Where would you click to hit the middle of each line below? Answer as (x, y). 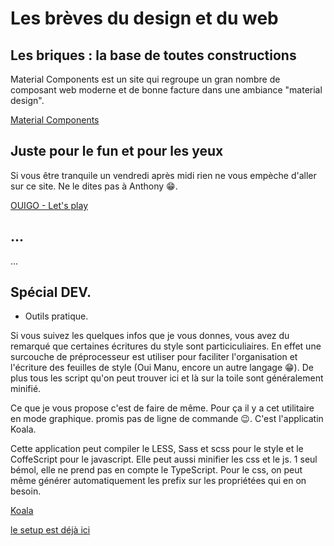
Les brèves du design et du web (144, 18)
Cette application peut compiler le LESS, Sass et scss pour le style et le (157, 449)
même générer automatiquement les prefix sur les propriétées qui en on (158, 481)
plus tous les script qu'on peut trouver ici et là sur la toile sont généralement (167, 378)
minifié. (26, 389)
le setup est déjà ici (50, 530)
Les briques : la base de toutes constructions (153, 55)
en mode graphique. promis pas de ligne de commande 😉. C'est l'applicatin (167, 419)
